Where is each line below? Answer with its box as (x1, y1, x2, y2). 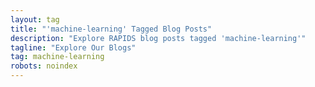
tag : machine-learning (10, 52, 105, 62)
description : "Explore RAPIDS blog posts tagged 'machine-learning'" (10, 33, 307, 43)
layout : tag (10, 14, 60, 25)
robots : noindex (10, 61, 78, 71)
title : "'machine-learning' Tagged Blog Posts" (10, 24, 213, 34)
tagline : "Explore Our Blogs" (10, 42, 137, 53)
